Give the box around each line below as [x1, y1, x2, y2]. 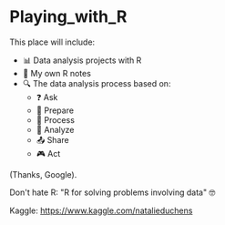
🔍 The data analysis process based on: [22, 77, 171, 88]
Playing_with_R [9, 6, 128, 27]
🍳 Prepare [36, 105, 75, 116]
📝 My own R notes [22, 67, 91, 78]
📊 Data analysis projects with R [22, 55, 142, 66]
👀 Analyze [36, 124, 75, 135]
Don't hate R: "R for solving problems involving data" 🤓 [9, 187, 216, 198]
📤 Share [36, 134, 70, 145]
